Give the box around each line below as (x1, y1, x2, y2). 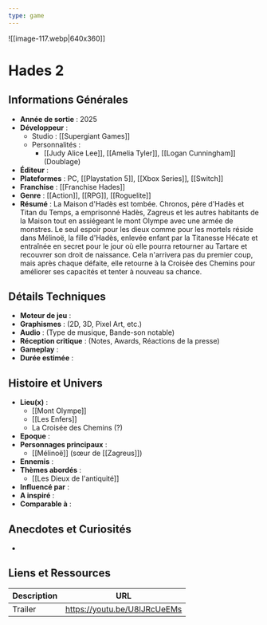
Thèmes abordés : (19, 466, 82, 475)
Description (12, 590, 58, 601)
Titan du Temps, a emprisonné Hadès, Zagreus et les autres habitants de (19, 207, 259, 217)
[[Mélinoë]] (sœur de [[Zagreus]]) (31, 448, 143, 458)
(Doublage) (43, 156, 81, 166)
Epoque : (19, 431, 50, 441)
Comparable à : (19, 499, 72, 509)
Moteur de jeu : (19, 311, 72, 320)
